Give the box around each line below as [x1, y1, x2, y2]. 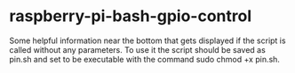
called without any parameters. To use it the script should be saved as [9, 44, 267, 55]
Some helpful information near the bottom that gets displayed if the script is [9, 35, 286, 46]
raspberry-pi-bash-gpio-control [9, 6, 251, 26]
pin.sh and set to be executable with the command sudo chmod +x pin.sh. [9, 54, 280, 64]
